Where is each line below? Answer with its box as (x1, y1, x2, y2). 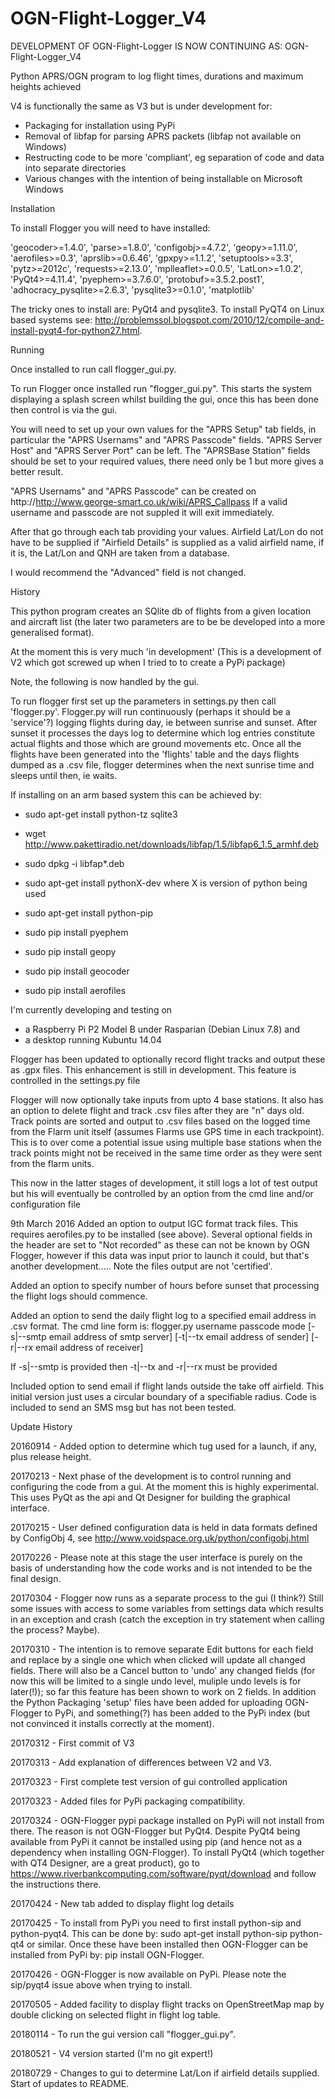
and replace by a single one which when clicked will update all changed (10, 1653, 306, 1666)
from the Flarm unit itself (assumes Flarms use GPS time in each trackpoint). (10, 1125, 325, 1137)
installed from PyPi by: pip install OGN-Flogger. (10, 1948, 205, 1961)
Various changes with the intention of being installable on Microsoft (24, 172, 303, 184)
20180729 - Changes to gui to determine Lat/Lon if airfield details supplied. (10, 2067, 320, 2079)
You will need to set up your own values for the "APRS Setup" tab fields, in (10, 423, 317, 435)
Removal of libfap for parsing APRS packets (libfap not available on (24, 130, 302, 142)
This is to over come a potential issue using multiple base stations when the (10, 1136, 322, 1148)
